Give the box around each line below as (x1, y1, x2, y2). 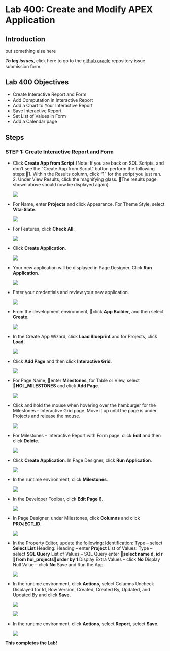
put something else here (5, 48, 56, 54)
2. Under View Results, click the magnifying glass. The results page (12, 176, 157, 182)
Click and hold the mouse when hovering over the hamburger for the (12, 402, 156, 408)
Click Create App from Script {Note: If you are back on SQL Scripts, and (12, 160, 164, 166)
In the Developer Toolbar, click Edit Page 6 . (12, 496, 103, 502)
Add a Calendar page (12, 118, 57, 124)
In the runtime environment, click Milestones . (12, 476, 108, 482)
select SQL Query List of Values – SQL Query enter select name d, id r (12, 550, 163, 557)
